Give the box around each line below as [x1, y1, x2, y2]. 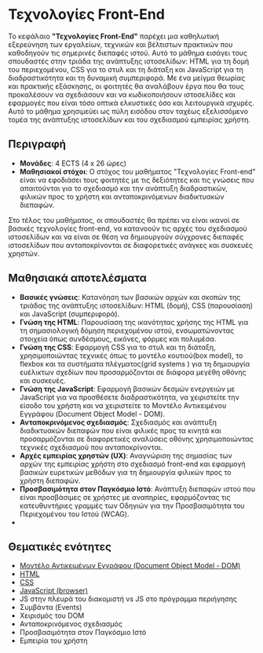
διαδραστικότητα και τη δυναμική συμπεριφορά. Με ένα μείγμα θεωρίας [8, 73, 246, 82]
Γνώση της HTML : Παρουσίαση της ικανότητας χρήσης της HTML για [19, 317, 249, 326]
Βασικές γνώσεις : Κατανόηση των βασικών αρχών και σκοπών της [19, 292, 241, 301]
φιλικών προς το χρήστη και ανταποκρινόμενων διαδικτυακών [19, 192, 225, 201]
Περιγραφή [8, 137, 67, 151]
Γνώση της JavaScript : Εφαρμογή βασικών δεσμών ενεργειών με [19, 384, 236, 393]
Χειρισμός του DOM [19, 611, 85, 621]
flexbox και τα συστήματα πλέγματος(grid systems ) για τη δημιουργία [19, 359, 250, 368]
